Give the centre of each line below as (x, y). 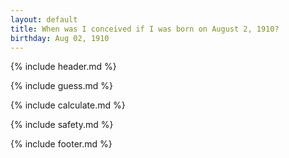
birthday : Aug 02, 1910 (60, 38)
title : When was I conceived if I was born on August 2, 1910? (145, 29)
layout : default (44, 19)
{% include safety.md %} (62, 125)
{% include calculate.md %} (68, 105)
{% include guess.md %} (61, 86)
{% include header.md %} (63, 67)
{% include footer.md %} (61, 144)
